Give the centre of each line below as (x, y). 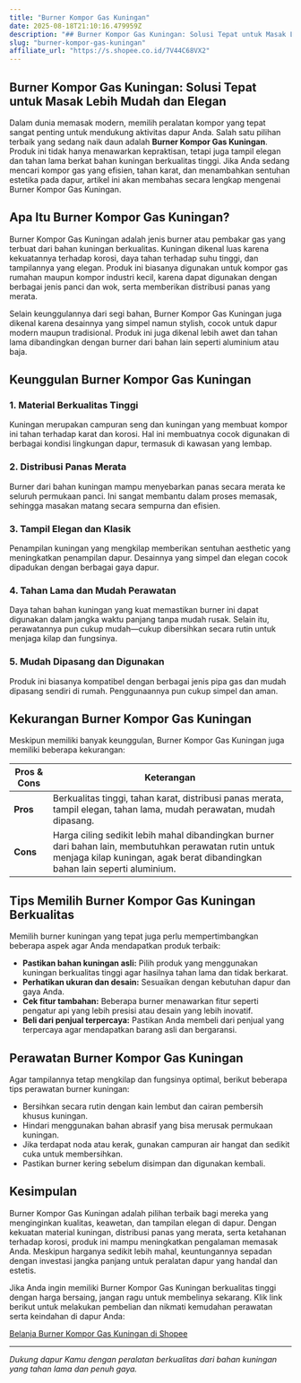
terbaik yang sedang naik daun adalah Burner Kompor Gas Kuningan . (138, 142)
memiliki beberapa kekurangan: (67, 750)
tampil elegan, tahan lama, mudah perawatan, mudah (164, 810)
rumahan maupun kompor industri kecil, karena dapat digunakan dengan (143, 277)
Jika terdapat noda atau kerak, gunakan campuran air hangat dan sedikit (156, 1145)
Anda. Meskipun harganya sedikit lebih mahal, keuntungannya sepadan (141, 1251)
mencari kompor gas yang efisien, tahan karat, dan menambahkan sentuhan (150, 170)
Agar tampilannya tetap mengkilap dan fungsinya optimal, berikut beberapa (148, 1079)
